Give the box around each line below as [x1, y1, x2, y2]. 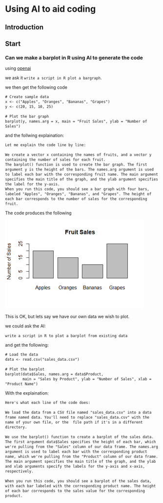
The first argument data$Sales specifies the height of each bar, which [5, 440, 156, 445]
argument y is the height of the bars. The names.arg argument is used [5, 167, 154, 172]
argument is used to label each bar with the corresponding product [5, 450, 147, 454]
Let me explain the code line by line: [5, 143, 86, 148]
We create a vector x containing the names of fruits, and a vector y [5, 152, 152, 157]
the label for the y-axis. [5, 182, 60, 187]
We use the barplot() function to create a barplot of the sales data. [5, 435, 154, 440]
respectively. [5, 469, 34, 474]
